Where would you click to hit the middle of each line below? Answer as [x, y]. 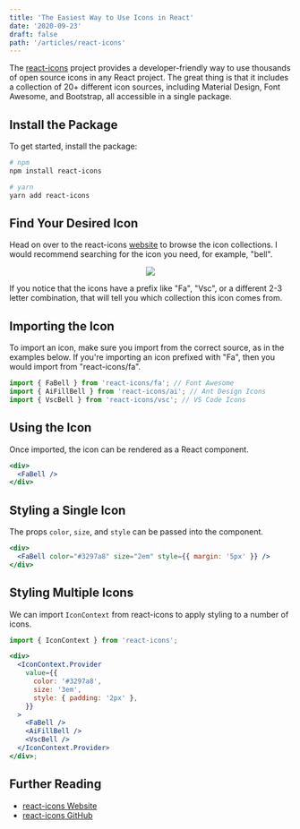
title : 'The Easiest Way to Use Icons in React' [102, 17]
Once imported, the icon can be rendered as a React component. [129, 449]
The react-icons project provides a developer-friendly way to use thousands [150, 68]
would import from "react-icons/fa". [75, 367]
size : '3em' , [57, 689]
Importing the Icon [62, 326]
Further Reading [56, 784]
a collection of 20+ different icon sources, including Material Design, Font [145, 87]
